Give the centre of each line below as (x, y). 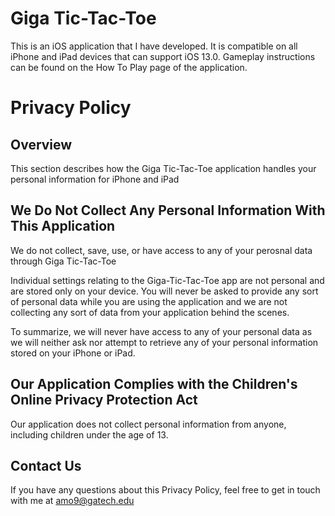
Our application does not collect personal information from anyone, (148, 424)
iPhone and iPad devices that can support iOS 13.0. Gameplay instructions (163, 56)
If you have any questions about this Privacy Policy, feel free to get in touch (165, 490)
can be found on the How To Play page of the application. (129, 67)
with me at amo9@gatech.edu (72, 501)
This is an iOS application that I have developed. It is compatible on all (154, 46)
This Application (63, 226)
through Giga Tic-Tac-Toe (63, 261)
